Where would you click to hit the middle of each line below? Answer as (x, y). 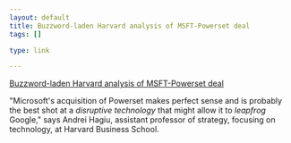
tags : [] (26, 34)
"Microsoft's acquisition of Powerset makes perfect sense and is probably (146, 101)
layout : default (39, 17)
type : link (30, 50)
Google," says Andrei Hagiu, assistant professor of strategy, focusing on (142, 120)
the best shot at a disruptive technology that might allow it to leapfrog (138, 110)
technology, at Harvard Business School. (84, 130)
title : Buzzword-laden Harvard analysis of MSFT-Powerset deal (130, 26)
